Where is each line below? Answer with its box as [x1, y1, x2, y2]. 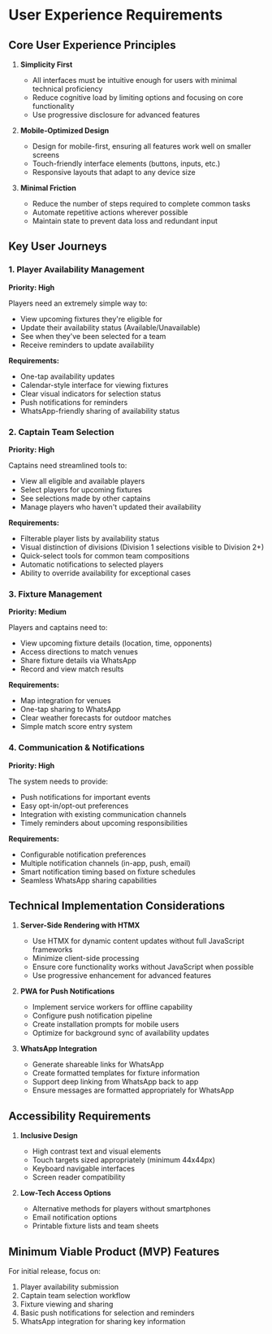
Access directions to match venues [19, 647, 138, 657]
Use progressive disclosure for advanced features [32, 110, 201, 119]
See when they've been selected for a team [19, 331, 166, 341]
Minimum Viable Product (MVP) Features [8, 1245, 220, 1258]
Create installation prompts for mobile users [32, 1019, 179, 1029]
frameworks [32, 945, 73, 954]
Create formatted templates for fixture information [32, 1068, 201, 1078]
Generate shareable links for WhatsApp [32, 1059, 165, 1070]
